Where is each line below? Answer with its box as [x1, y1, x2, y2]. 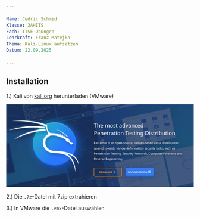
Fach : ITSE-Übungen [6, 29, 55, 35]
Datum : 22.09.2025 [6, 48, 52, 54]
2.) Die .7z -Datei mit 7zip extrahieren [6, 193, 97, 200]
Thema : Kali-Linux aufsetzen [6, 41, 79, 47]
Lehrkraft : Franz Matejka [6, 35, 70, 41]
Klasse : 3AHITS [6, 22, 44, 28]
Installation [6, 76, 49, 86]
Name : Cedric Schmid [6, 15, 58, 22]
